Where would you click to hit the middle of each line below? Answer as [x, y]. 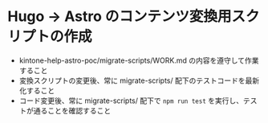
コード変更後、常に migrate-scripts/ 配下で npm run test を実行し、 [131, 100]
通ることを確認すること [72, 110]
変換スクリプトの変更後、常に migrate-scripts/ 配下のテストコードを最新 [139, 80]
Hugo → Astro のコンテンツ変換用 [120, 16]
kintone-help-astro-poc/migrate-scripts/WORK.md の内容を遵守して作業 [139, 60]
